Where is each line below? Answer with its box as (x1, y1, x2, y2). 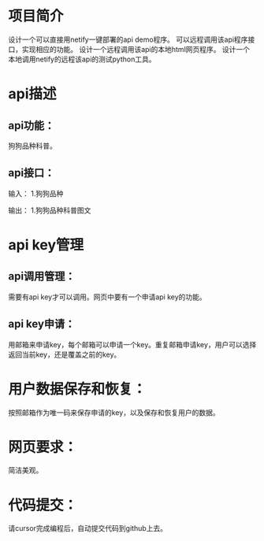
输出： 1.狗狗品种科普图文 (8, 206, 91, 215)
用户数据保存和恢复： (8, 380, 147, 398)
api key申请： (8, 317, 76, 331)
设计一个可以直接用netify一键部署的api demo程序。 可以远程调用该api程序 (8, 35, 248, 44)
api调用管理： (8, 269, 76, 283)
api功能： (8, 119, 55, 132)
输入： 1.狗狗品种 (8, 188, 64, 198)
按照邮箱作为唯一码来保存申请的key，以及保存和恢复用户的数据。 (8, 407, 221, 417)
